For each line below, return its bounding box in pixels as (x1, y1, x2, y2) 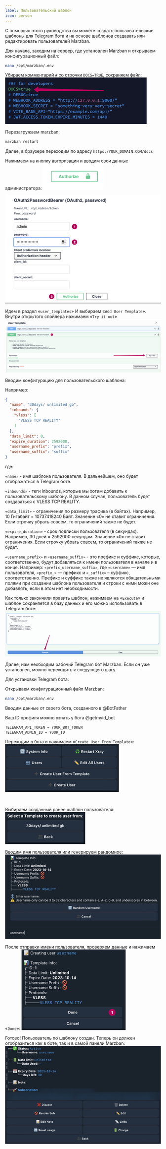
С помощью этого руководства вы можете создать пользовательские (5, 27, 154, 33)
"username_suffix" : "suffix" (9, 449, 70, 454)
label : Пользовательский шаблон (5, 8, 72, 13)
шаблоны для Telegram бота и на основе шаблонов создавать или (5, 33, 145, 39)
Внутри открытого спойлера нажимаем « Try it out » (5, 314, 118, 319)
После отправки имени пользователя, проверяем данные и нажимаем (5, 944, 156, 950)
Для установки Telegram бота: (5, 676, 69, 682)
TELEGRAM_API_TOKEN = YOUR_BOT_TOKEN (5, 725, 83, 730)
